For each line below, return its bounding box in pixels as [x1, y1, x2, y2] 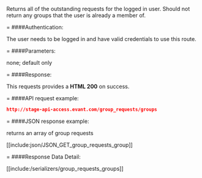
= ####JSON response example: [6, 117, 89, 125]
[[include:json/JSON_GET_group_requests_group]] [6, 141, 133, 149]
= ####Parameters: [6, 47, 56, 54]
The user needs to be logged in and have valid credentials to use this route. [6, 35, 197, 42]
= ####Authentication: [6, 24, 64, 31]
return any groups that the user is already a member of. [6, 12, 146, 19]
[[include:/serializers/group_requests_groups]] [6, 165, 124, 172]
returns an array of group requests [6, 129, 94, 136]
